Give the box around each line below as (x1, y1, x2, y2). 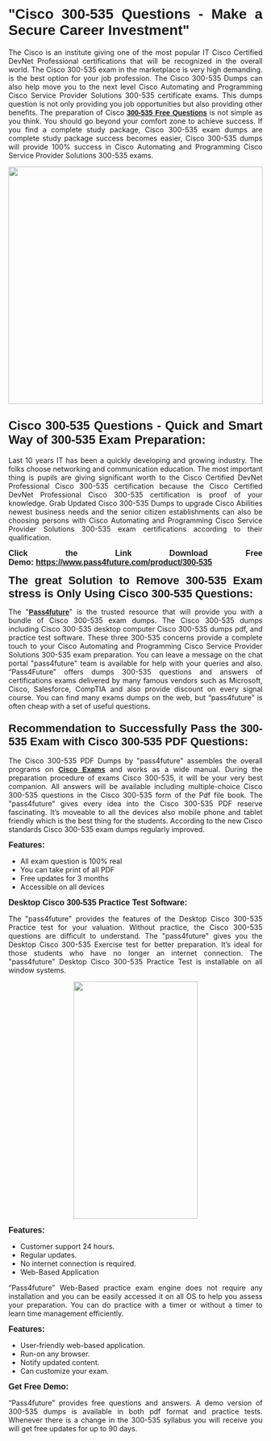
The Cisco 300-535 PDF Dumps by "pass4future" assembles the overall (8, 756, 263, 766)
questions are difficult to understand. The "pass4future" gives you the (8, 931, 263, 941)
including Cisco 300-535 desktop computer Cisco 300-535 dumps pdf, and (8, 624, 263, 633)
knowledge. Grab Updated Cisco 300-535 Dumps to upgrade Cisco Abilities (8, 498, 263, 508)
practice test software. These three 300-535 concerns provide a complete (8, 632, 263, 642)
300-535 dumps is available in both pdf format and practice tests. (8, 1407, 263, 1417)
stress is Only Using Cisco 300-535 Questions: (8, 586, 254, 600)
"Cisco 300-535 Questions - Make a (8, 6, 263, 23)
